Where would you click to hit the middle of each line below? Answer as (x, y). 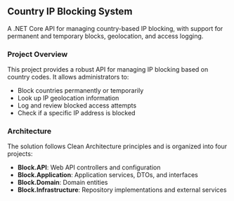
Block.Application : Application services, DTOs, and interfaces (108, 175)
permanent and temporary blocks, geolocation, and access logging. (105, 36)
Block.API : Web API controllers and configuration (89, 167)
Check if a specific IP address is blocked (76, 113)
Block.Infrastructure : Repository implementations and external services (122, 190)
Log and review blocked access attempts (77, 105)
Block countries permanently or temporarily (80, 91)
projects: (20, 154)
